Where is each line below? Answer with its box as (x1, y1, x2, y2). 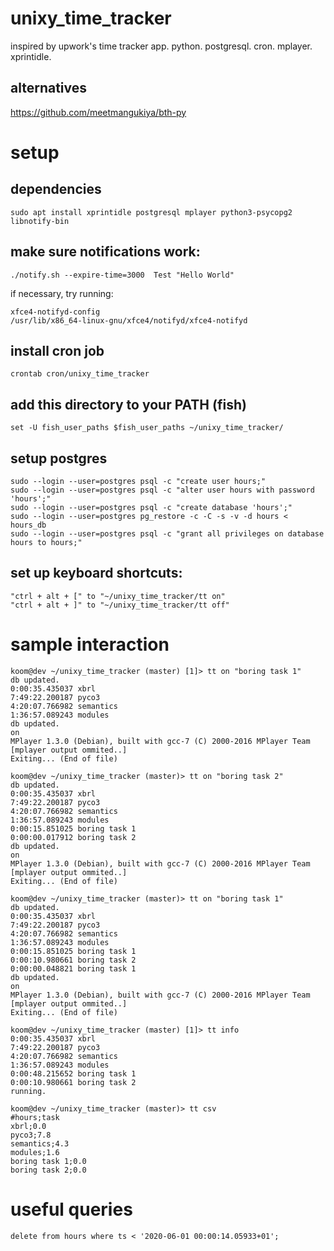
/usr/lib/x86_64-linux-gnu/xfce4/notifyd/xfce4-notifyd (10, 315, 248, 326)
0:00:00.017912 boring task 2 (10, 832, 137, 842)
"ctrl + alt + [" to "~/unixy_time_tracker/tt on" (10, 591, 226, 601)
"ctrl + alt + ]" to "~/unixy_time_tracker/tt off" (10, 600, 230, 610)
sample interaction (10, 633, 170, 656)
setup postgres (10, 450, 108, 467)
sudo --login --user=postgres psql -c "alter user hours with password (10, 485, 315, 495)
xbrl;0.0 (10, 1121, 47, 1131)
